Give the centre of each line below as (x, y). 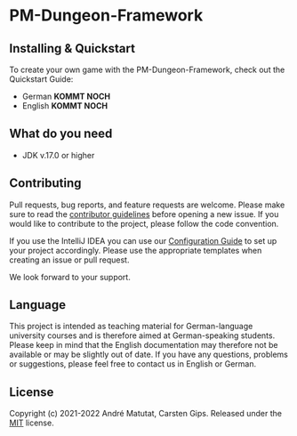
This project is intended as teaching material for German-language (131, 327)
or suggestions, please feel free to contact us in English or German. (132, 364)
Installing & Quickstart (72, 48)
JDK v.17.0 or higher (58, 155)
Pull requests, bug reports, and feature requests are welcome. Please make (147, 205)
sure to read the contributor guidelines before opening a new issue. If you (144, 214)
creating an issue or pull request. (69, 260)
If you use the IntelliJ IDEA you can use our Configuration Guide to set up (143, 240)
